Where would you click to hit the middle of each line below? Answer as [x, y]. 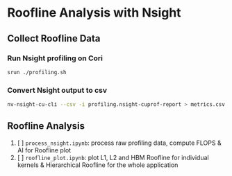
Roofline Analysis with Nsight [94, 13]
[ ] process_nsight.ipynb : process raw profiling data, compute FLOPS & [119, 143]
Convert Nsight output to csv [57, 90]
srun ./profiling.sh [37, 72]
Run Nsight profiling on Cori [55, 58]
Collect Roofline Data [54, 38]
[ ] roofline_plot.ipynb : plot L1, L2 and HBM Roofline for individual [113, 157]
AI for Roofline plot [44, 150]
